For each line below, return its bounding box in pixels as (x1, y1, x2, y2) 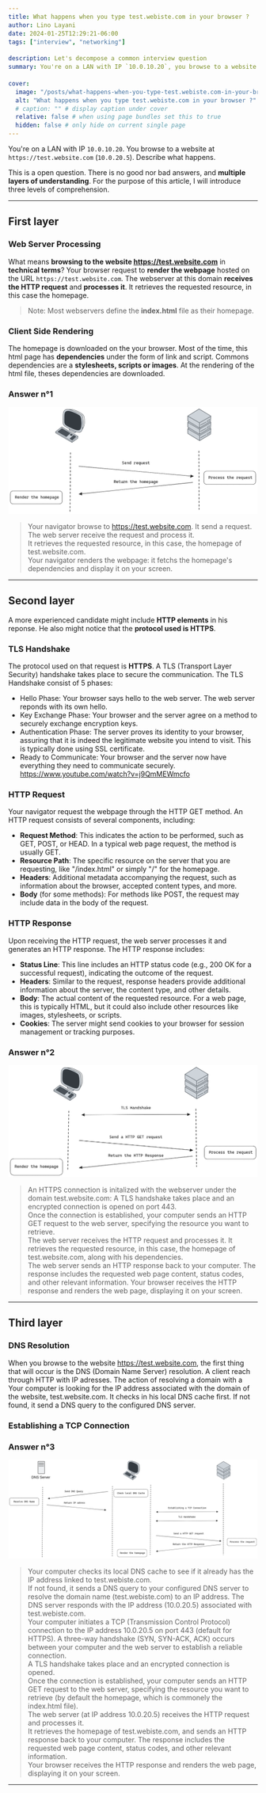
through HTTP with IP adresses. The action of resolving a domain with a (8, 1375, 243, 1384)
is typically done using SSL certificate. (19, 744, 145, 754)
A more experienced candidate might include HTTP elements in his (8, 615, 228, 625)
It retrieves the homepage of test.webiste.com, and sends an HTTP (27, 1726, 247, 1736)
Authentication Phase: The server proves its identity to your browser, (19, 727, 245, 737)
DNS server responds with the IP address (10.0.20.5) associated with (27, 1600, 253, 1609)
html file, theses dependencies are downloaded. (8, 368, 165, 378)
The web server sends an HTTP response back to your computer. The (27, 1260, 256, 1270)
